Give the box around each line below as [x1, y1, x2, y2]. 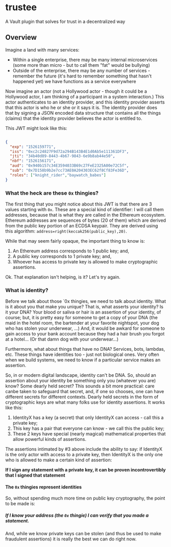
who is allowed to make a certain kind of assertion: [5, 457, 112, 463]
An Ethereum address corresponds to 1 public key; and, [12, 248, 129, 254]
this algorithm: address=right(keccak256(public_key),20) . [5, 228, 127, 234]
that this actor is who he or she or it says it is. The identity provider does [5, 104, 157, 111]
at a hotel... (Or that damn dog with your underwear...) [5, 336, 119, 343]
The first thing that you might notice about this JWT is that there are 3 [5, 201, 152, 207]
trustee [5, 2, 37, 13]
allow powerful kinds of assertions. [12, 436, 87, 442]
